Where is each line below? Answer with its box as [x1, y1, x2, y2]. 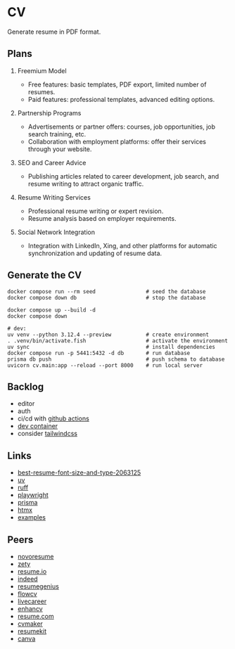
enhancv [17, 605, 44, 612]
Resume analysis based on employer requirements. [27, 214, 177, 222]
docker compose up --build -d [7, 307, 96, 314]
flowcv [17, 590, 37, 598]
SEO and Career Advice [17, 158, 87, 167]
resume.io [17, 567, 47, 575]
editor [17, 399, 35, 408]
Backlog [7, 380, 44, 392]
